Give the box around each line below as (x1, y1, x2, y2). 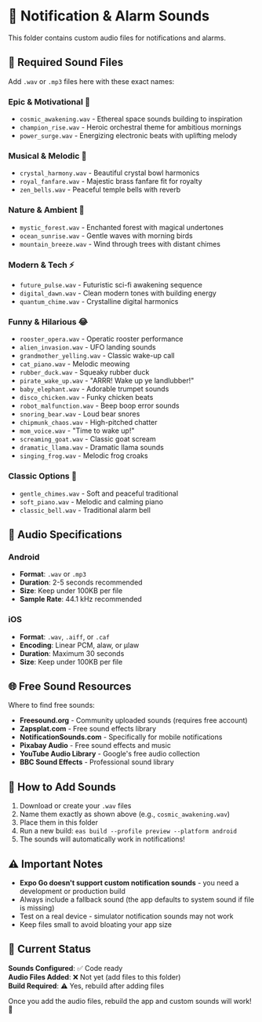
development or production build (19, 886, 126, 896)
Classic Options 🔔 (8, 471, 77, 482)
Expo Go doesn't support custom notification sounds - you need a (19, 877, 239, 887)
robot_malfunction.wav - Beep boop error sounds (19, 401, 180, 411)
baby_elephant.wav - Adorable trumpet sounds (19, 384, 169, 394)
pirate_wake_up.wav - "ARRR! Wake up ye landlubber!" (19, 376, 195, 386)
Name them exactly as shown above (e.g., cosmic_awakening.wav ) (19, 809, 230, 819)
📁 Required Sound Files (8, 56, 124, 69)
